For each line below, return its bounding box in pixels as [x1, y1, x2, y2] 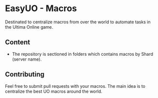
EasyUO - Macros [5, 3, 77, 14]
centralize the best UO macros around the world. [5, 88, 103, 94]
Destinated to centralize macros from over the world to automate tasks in [5, 19, 151, 25]
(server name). [12, 56, 42, 62]
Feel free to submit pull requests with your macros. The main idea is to [5, 83, 145, 89]
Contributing [5, 70, 45, 79]
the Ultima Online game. [5, 24, 53, 30]
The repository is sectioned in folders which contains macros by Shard [12, 51, 154, 57]
